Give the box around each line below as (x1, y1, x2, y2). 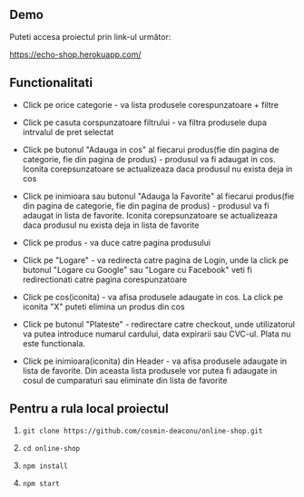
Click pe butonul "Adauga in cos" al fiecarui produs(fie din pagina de (22, 144, 279, 155)
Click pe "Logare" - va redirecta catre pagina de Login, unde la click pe (22, 254, 289, 266)
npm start (22, 480, 61, 489)
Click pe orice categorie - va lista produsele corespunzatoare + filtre (22, 99, 279, 110)
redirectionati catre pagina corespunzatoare (22, 274, 188, 285)
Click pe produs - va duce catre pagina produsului (22, 237, 211, 248)
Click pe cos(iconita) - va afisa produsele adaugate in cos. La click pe (22, 291, 284, 302)
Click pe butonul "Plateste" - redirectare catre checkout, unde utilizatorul (22, 318, 295, 329)
